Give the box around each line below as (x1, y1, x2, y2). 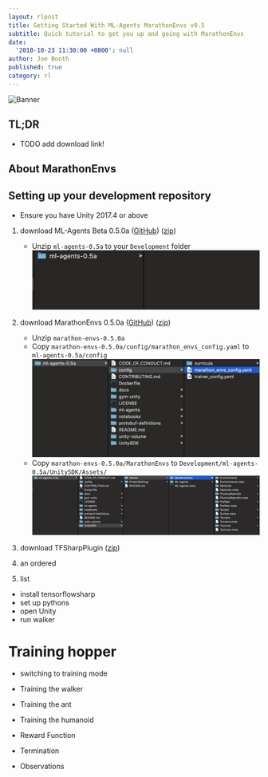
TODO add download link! (19, 139, 105, 148)
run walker (19, 614, 56, 624)
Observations (19, 762, 65, 771)
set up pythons (19, 598, 69, 607)
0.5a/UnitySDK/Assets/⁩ (31, 467, 108, 476)
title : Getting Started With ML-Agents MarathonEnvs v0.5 (8, 21, 205, 30)
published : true (8, 64, 62, 72)
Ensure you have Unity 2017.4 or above (19, 210, 149, 219)
